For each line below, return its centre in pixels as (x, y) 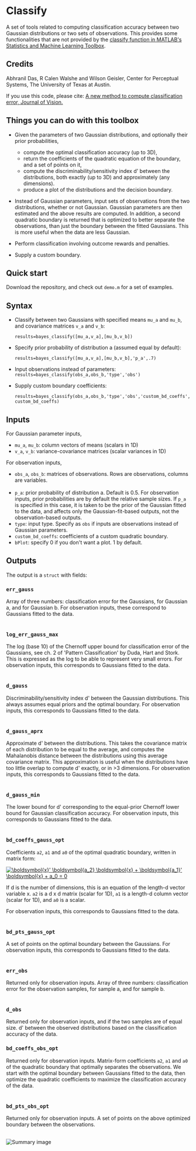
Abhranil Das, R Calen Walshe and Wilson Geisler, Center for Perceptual (92, 78)
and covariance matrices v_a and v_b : (60, 326)
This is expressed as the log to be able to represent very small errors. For (94, 659)
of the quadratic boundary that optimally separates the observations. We (94, 1067)
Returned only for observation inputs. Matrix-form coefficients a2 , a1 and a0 (97, 1060)
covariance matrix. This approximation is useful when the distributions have (97, 762)
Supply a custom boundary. (48, 255)
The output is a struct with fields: (47, 575)
